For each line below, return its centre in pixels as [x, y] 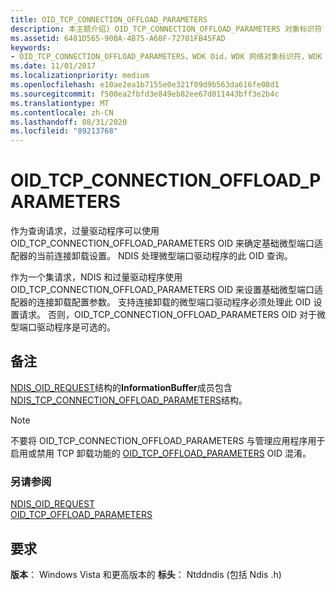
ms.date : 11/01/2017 [53, 66]
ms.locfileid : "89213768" [64, 131]
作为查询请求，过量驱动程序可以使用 [85, 231]
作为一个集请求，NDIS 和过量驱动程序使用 [96, 277]
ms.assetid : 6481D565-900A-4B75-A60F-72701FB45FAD [118, 38]
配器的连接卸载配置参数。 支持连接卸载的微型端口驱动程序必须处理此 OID [161, 302]
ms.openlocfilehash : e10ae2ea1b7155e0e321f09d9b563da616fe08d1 [145, 85]
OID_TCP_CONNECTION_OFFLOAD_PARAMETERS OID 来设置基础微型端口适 [167, 290]
